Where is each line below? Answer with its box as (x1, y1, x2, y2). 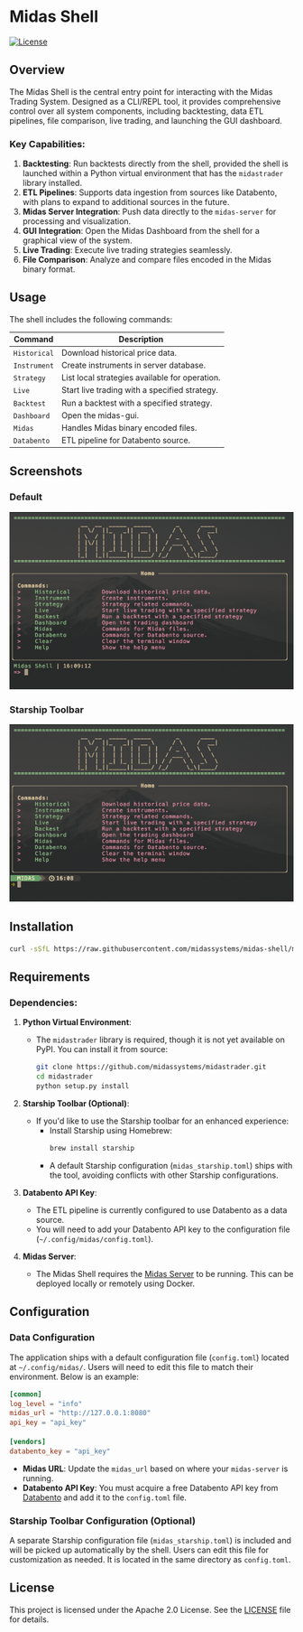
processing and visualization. (22, 216, 132, 227)
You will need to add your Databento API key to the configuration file (35, 1224, 290, 1235)
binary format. (22, 264, 76, 275)
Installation (9, 919, 74, 935)
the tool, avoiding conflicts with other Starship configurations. (49, 1170, 280, 1180)
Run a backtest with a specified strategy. (61, 397, 213, 408)
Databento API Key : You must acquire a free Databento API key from (22, 1482, 279, 1493)
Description (118, 334, 164, 345)
